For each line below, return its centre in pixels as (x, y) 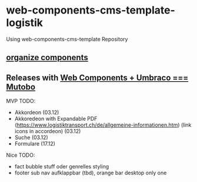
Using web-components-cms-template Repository (67, 39)
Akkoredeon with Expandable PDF (56, 119)
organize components (47, 57)
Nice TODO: (21, 155)
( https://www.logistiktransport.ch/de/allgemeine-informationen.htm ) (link (103, 125)
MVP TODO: (21, 101)
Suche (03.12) (31, 138)
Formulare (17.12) (35, 144)
